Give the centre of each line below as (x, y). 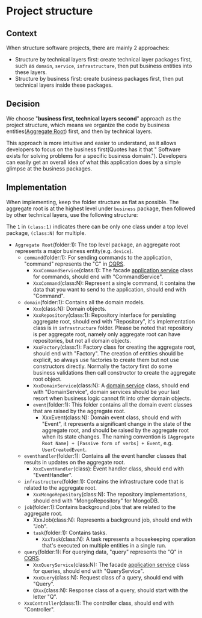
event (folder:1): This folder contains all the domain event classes (112, 404)
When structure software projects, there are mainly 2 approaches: (88, 48)
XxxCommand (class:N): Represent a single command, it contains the (114, 283)
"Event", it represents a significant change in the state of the (116, 423)
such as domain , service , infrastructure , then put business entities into (103, 66)
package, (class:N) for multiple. (46, 233)
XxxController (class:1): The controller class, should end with (99, 603)
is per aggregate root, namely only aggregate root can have (106, 334)
